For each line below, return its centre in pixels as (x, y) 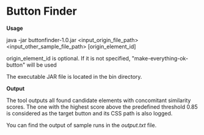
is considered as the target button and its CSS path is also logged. (89, 113)
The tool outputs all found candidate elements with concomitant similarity (99, 100)
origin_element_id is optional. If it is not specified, (68, 58)
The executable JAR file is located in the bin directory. (74, 76)
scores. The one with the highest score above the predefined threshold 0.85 (102, 107)
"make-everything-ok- (160, 58)
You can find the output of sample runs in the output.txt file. (82, 125)
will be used (42, 65)
